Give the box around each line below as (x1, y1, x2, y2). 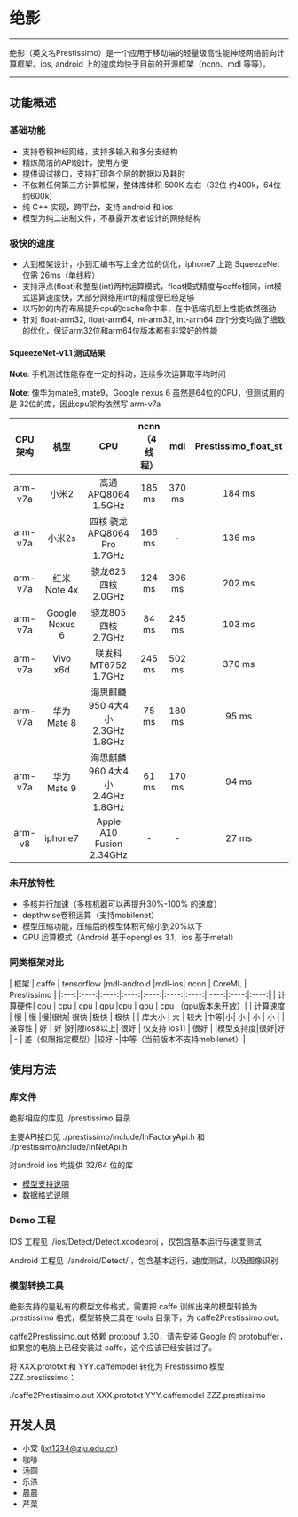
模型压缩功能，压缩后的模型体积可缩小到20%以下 (21, 921, 203, 931)
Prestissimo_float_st (194, 440, 283, 452)
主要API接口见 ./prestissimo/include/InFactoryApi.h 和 (9, 1132, 206, 1143)
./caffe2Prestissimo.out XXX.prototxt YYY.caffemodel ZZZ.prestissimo (9, 1390, 266, 1400)
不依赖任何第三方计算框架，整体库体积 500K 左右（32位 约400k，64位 (21, 179, 282, 190)
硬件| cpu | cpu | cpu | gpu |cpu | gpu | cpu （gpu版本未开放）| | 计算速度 (16, 1000, 286, 1011)
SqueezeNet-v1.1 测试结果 (9, 347, 106, 358)
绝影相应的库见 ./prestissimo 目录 (9, 1112, 131, 1123)
